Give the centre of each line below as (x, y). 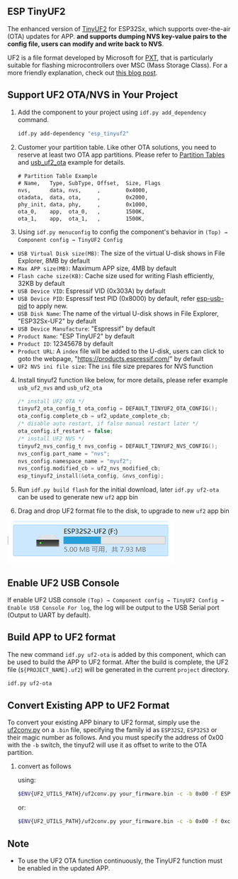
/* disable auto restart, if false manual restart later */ (108, 424)
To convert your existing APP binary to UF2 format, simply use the (104, 722)
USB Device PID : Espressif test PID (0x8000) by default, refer (106, 298)
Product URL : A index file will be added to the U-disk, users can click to (121, 351)
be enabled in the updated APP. (64, 868)
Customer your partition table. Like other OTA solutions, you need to (117, 147)
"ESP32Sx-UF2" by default (57, 321)
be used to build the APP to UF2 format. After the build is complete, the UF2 (118, 662)
